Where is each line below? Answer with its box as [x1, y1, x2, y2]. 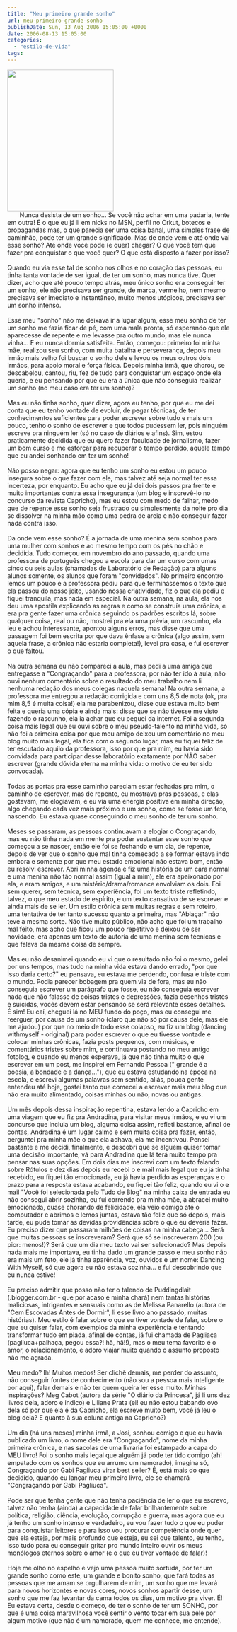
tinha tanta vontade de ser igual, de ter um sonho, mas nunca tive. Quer [7, 270, 216, 279]
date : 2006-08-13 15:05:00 [7, 30, 87, 37]
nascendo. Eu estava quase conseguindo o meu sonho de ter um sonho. [7, 811, 219, 821]
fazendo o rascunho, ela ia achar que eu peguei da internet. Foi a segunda [7, 714, 224, 722]
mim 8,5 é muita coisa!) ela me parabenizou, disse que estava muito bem [7, 699, 220, 707]
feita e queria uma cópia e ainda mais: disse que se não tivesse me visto [7, 707, 219, 715]
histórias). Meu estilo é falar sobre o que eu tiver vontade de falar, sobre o [7, 1315, 224, 1324]
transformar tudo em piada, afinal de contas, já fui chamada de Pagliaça [7, 1331, 218, 1339]
